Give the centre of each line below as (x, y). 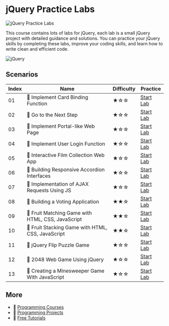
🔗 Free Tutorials (29, 317)
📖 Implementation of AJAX (58, 184)
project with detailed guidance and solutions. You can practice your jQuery (83, 38)
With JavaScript (45, 277)
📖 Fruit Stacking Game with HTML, (67, 227)
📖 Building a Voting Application (63, 201)
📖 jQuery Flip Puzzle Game (58, 245)
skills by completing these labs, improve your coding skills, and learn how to (84, 43)
